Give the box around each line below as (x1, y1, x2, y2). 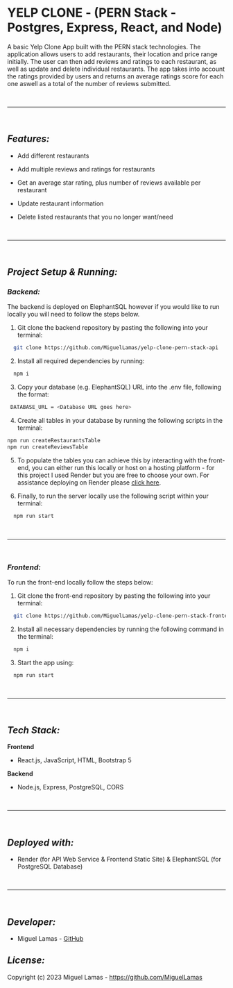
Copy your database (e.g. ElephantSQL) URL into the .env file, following (17, 383, 222, 392)
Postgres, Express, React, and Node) (7, 19, 223, 35)
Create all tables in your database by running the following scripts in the (17, 417, 223, 425)
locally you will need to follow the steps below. (7, 310, 140, 319)
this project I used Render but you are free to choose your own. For (17, 471, 209, 479)
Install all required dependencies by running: (17, 357, 145, 365)
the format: (17, 390, 50, 399)
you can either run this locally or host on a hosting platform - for (31, 463, 215, 471)
